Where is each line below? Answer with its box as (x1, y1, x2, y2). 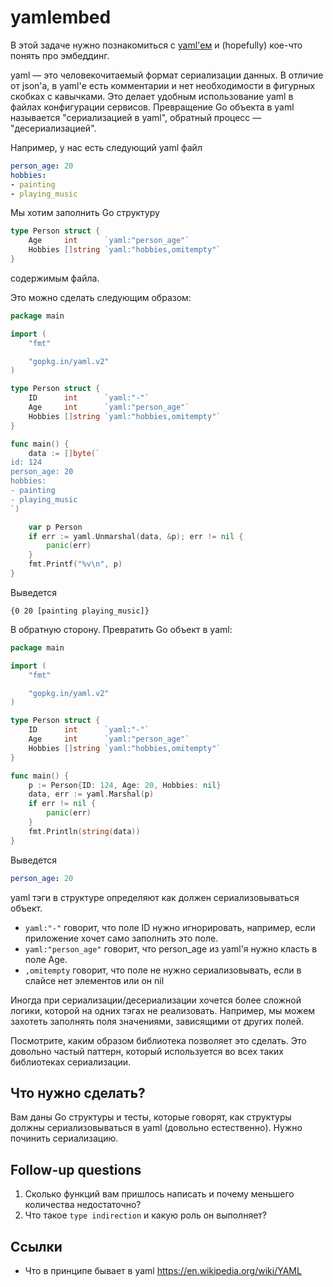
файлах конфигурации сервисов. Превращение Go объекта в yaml (10, 101, 295, 113)
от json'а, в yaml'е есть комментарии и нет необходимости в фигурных (10, 79, 316, 91)
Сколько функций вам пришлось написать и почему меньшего (24, 1188, 295, 1200)
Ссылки (10, 1238, 63, 1255)
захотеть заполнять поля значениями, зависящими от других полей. (10, 1015, 304, 1027)
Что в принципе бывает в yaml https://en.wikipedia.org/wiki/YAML (24, 1265, 302, 1276)
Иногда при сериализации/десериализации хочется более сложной (10, 994, 302, 1006)
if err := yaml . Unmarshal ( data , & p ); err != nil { (28, 531, 244, 541)
